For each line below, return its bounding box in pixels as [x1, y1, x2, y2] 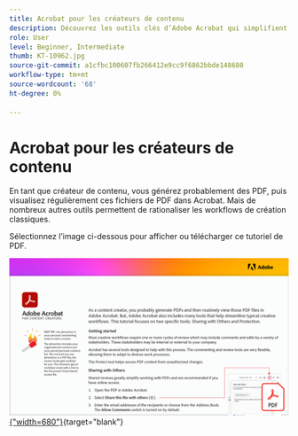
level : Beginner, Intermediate [9, 43, 125, 51]
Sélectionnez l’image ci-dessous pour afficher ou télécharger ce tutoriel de [9, 231, 284, 242]
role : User [9, 33, 50, 42]
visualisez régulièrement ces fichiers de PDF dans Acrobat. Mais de [9, 195, 256, 206]
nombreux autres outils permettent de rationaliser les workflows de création [9, 205, 286, 215]
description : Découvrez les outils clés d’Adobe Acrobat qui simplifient [9, 23, 288, 33]
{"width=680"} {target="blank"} [9, 417, 124, 427]
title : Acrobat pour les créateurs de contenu [9, 14, 184, 23]
